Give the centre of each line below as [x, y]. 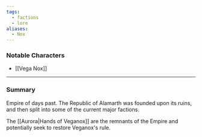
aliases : [17, 29]
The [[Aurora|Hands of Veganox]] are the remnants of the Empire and [92, 121]
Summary [21, 90]
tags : [13, 12]
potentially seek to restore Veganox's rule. [59, 127]
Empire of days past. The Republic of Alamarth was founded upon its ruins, [99, 103]
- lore [20, 23]
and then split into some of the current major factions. [73, 109]
